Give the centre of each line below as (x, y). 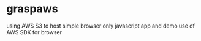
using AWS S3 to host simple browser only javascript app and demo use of (100, 26)
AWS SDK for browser (34, 32)
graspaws (32, 9)
